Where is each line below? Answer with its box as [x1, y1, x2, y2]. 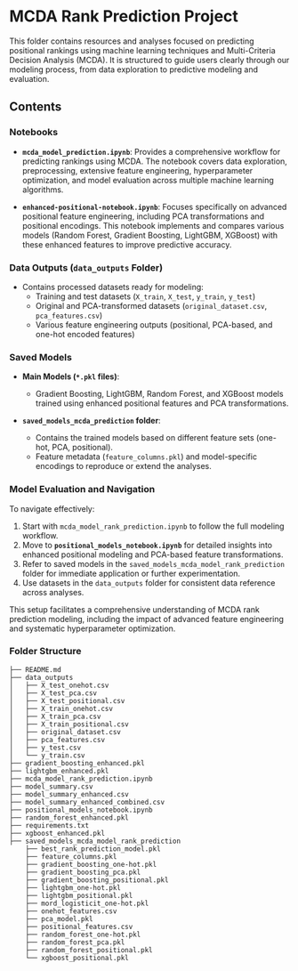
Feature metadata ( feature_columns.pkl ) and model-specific [35, 451, 258, 462]
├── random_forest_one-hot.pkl [25, 930, 141, 939]
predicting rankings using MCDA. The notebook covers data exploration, [21, 156, 287, 166]
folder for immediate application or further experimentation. [21, 568, 241, 579]
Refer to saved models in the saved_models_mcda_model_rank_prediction [21, 558, 285, 569]
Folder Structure [9, 645, 82, 658]
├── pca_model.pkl [25, 914, 93, 923]
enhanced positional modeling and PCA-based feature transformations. [21, 549, 284, 560]
